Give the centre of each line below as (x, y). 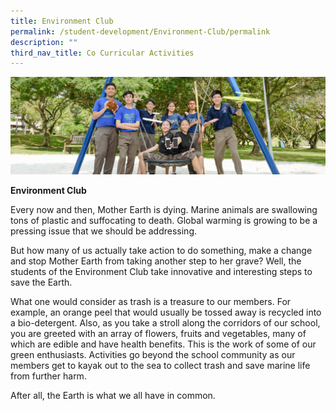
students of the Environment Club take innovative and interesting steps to (161, 272)
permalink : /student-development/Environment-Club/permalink (140, 31)
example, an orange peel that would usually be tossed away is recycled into (166, 312)
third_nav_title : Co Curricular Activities (102, 53)
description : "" (44, 42)
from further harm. (48, 376)
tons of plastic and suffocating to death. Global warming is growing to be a (164, 221)
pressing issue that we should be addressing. (104, 231)
